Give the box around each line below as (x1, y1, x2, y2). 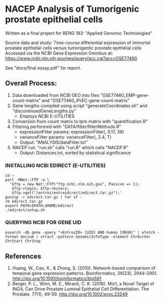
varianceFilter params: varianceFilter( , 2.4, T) (19, 134, 112, 140)
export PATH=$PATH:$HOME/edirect (5, 203, 74, 209)
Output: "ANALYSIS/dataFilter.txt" (19, 139, 88, 145)
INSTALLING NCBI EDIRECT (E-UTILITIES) (5, 162, 106, 169)
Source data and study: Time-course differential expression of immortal (5, 39, 151, 45)
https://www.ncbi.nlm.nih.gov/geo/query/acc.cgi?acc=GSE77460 (5, 55, 137, 61)
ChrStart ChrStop (5, 239, 41, 244)
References (5, 252, 41, 260)
